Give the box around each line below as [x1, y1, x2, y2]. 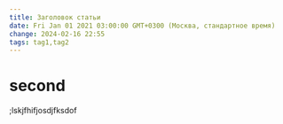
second [9, 76, 67, 96]
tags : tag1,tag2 [9, 37, 69, 47]
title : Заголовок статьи [9, 12, 101, 22]
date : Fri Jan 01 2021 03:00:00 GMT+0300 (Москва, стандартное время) [9, 21, 276, 30]
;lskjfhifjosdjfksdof [9, 105, 77, 116]
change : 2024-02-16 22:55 [9, 29, 105, 38]
